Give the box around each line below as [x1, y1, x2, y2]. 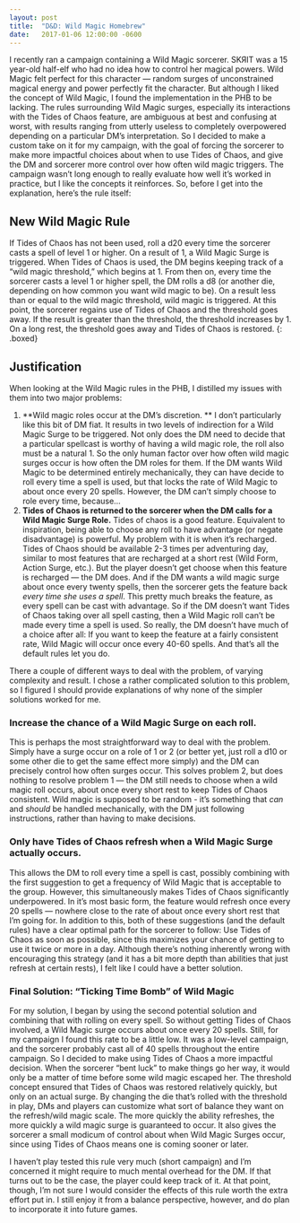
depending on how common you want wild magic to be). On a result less [9, 285, 276, 296]
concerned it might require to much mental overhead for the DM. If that [9, 1166, 271, 1176]
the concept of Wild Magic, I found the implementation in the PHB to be [9, 92, 272, 103]
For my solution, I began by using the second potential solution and [9, 1005, 257, 1016]
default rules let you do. [21, 648, 110, 659]
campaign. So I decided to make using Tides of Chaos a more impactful [9, 1053, 273, 1063]
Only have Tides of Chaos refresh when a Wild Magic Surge [9, 835, 273, 848]
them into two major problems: [9, 392, 123, 403]
